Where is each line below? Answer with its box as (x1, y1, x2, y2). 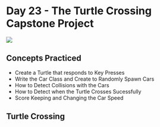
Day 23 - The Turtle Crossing (6, 4, 152, 18)
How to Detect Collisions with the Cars (14, 81, 109, 88)
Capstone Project (6, 17, 94, 30)
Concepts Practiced (6, 53, 81, 63)
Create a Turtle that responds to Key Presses (14, 69, 125, 76)
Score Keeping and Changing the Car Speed (14, 94, 124, 101)
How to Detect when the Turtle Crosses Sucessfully (14, 88, 142, 95)
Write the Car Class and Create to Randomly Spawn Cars (14, 75, 155, 82)
